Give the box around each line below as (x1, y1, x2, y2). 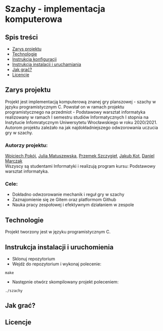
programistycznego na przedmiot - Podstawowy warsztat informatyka (5, 109, 146, 115)
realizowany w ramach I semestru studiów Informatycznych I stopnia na (5, 114, 149, 120)
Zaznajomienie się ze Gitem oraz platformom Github (12, 197, 117, 203)
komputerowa (5, 14, 62, 25)
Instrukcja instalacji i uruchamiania (12, 62, 81, 67)
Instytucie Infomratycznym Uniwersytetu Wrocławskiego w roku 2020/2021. (5, 119, 158, 125)
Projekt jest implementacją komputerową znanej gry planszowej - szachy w (5, 99, 156, 105)
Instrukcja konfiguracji (12, 56, 57, 62)
